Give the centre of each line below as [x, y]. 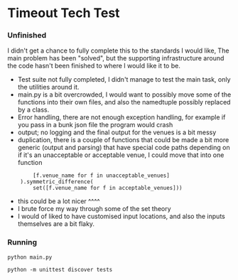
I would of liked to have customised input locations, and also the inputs [121, 216]
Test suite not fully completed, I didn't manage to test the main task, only [124, 80]
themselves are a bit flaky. [56, 224]
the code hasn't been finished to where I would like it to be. [94, 66]
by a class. [33, 110]
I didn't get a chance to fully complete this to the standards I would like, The [118, 50]
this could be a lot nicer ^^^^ [59, 201]
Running [22, 242]
